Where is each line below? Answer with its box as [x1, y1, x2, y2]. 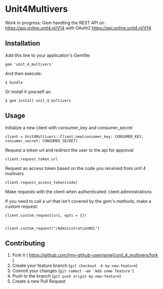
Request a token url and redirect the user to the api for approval [5, 147, 134, 153]
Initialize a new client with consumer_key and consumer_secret [5, 125, 133, 130]
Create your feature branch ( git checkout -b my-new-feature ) [12, 262, 138, 269]
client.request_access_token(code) [5, 180, 78, 185]
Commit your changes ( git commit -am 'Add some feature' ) [12, 268, 134, 274]
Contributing [5, 239, 45, 247]
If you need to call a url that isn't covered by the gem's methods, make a [5, 198, 151, 204]
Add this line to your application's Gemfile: [5, 52, 91, 58]
